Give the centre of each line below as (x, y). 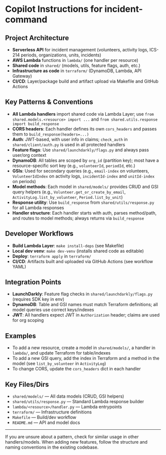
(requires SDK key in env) (38, 299)
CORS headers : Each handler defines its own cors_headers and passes (84, 129)
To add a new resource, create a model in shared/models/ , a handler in (84, 348)
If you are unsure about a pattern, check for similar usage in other (72, 437)
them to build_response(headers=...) (51, 134)
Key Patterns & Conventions (49, 102)
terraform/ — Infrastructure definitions (52, 412)
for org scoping (28, 320)
